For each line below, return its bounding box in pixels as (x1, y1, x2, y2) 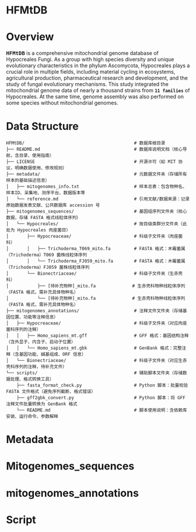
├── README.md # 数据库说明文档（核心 (6, 147, 183, 153)
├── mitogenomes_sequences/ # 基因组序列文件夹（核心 (6, 209, 187, 215)
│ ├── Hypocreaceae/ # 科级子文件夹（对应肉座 (6, 320, 187, 326)
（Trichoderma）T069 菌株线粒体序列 (6, 252, 87, 258)
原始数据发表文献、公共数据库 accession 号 (6, 202, 100, 208)
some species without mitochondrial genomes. (6, 99, 118, 106)
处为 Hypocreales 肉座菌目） (6, 227, 71, 233)
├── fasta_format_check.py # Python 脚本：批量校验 (16, 382, 188, 389)
